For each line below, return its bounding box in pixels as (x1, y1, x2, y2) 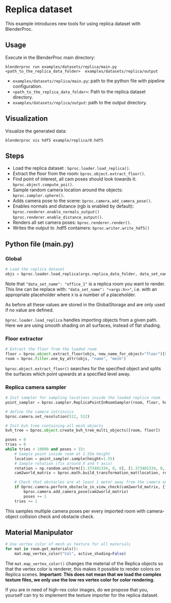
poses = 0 (5, 437, 26, 442)
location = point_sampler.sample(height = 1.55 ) (14, 456, 115, 461)
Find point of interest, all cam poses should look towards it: (12, 176, 136, 182)
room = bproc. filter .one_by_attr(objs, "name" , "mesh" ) (5, 356, 126, 361)
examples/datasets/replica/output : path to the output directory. (12, 99, 148, 105)
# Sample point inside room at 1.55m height (14, 451, 110, 456)
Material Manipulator (5, 528, 73, 537)
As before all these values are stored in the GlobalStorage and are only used (5, 301, 165, 307)
